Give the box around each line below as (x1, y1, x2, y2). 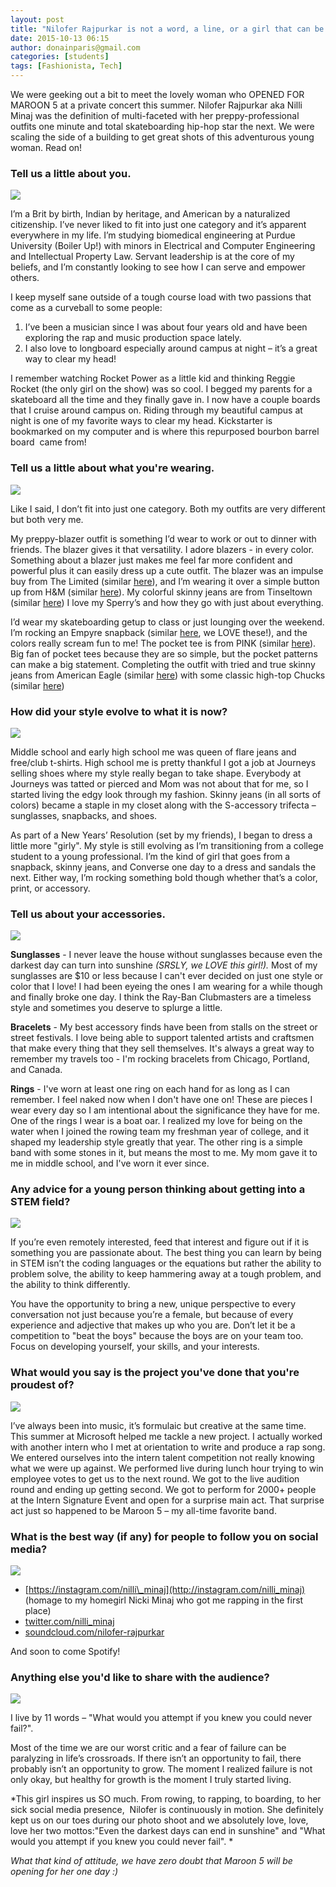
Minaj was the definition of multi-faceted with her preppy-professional (10, 110, 300, 121)
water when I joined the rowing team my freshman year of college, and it (10, 1126, 310, 1138)
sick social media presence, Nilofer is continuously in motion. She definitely (10, 1804, 324, 1816)
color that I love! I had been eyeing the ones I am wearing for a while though (10, 981, 323, 993)
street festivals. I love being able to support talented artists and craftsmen (10, 1032, 315, 1044)
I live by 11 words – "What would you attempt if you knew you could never (10, 1712, 313, 1724)
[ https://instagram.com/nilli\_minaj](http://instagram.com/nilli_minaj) (24, 1584, 306, 1596)
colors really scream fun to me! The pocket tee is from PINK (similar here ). (10, 637, 317, 649)
